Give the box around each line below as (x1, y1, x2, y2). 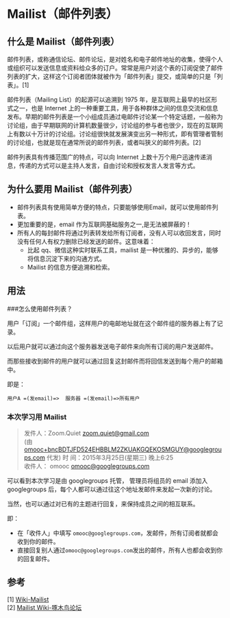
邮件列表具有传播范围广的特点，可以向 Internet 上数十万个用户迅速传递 (7, 153, 207, 161)
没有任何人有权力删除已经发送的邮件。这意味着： (16, 237, 155, 246)
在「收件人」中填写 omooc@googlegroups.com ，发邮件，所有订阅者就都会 (16, 529, 219, 537)
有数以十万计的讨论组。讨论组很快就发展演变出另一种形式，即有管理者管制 (12, 130, 223, 138)
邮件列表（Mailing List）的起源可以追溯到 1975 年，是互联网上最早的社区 (7, 95, 212, 104)
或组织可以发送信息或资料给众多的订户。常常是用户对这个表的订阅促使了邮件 (7, 64, 223, 72)
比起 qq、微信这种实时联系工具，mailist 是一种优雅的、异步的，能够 (27, 246, 218, 254)
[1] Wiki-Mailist (7, 595, 49, 604)
